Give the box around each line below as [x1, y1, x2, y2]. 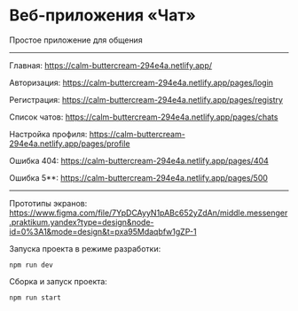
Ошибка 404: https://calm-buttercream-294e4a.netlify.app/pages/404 [9, 155, 269, 166]
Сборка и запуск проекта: [9, 276, 108, 286]
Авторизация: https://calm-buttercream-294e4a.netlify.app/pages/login [9, 77, 273, 88]
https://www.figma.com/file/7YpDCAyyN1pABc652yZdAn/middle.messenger [9, 207, 288, 218]
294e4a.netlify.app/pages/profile [9, 138, 130, 149]
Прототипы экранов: [9, 198, 88, 208]
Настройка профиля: [9, 128, 88, 139]
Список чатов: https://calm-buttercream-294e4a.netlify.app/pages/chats [9, 112, 278, 122]
